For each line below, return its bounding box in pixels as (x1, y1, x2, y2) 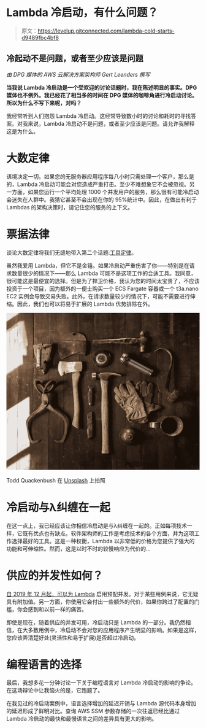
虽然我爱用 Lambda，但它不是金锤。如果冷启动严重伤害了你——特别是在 (6, 261, 189, 269)
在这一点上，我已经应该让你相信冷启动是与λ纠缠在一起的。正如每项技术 (6, 522, 187, 529)
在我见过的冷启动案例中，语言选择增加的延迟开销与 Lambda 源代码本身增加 (6, 700, 196, 707)
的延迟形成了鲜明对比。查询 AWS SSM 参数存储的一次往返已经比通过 (6, 707, 180, 715)
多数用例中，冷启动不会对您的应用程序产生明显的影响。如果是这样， (27, 626, 200, 633)
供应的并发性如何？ (6, 568, 104, 583)
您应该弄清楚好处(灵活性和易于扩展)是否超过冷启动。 (6, 633, 140, 641)
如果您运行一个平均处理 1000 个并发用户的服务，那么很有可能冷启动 (27, 188, 199, 195)
